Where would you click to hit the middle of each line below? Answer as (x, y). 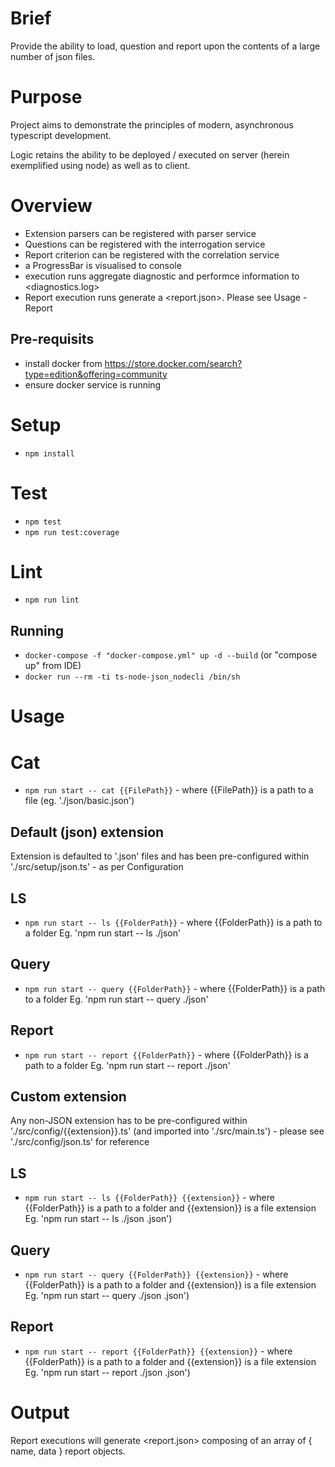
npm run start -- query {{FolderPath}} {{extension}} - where (156, 1274)
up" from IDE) (53, 666)
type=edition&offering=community (96, 374)
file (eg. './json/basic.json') (79, 801)
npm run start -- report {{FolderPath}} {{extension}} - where (158, 1351)
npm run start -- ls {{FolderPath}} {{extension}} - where (149, 1198)
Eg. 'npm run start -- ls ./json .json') (98, 1219)
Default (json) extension (87, 832)
